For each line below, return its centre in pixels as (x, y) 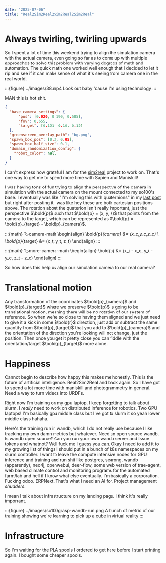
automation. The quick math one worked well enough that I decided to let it (82, 68)
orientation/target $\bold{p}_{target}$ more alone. (56, 343)
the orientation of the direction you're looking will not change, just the (76, 333)
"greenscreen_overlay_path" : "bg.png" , (51, 135)
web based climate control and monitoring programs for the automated (78, 470)
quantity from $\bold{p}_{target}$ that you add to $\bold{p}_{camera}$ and (82, 327)
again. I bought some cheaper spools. (44, 555)
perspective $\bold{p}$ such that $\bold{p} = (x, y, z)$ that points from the (82, 213)
